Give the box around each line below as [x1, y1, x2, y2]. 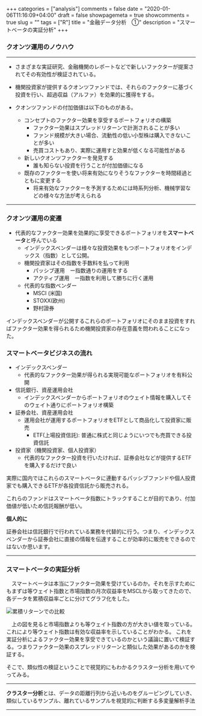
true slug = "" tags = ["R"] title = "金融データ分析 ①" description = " [6, 19, 180, 26]
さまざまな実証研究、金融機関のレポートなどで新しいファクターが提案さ [14, 63, 194, 71]
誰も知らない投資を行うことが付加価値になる [32, 162, 144, 169]
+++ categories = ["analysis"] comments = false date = [6, 5, 143, 12]
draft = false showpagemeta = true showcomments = [58, 11, 190, 19]
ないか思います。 [11, 542, 54, 550]
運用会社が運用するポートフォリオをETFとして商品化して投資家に [23, 416, 186, 424]
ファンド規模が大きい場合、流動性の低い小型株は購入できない [32, 132, 186, 139]
